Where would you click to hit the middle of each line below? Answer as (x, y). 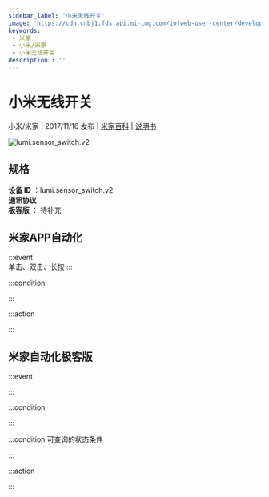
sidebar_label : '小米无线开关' (57, 16)
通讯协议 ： (27, 200)
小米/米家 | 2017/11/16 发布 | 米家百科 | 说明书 (82, 126)
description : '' (37, 61)
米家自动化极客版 (50, 357)
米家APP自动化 (45, 238)
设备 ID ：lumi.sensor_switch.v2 (61, 190)
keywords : (25, 30)
